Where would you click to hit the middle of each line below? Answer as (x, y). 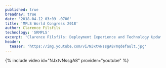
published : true (22, 10)
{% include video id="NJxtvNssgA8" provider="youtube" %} (67, 60)
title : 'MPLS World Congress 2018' (42, 23)
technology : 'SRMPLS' (27, 33)
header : (13, 42)
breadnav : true (21, 14)
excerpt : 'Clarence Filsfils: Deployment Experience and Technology (77, 37)
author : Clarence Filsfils (33, 28)
